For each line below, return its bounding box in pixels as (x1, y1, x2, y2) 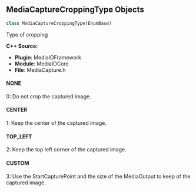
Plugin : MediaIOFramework (14, 54, 81, 61)
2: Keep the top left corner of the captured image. (6, 146, 127, 153)
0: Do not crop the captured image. (6, 92, 91, 100)
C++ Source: (6, 42, 38, 49)
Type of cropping (6, 31, 48, 38)
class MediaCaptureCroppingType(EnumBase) (6, 20, 112, 26)
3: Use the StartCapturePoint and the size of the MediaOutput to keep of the (6, 173, 191, 180)
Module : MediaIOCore (14, 60, 69, 67)
